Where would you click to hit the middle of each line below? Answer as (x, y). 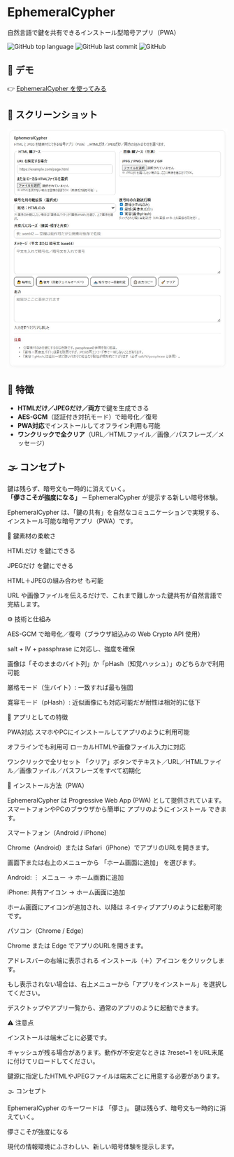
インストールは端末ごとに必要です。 (59, 1037)
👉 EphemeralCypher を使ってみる (57, 88)
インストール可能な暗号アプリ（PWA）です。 (72, 521)
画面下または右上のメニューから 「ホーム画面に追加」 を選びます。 (104, 862)
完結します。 (25, 604)
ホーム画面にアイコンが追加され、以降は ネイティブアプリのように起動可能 (115, 907)
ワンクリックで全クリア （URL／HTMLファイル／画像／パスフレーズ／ (118, 434)
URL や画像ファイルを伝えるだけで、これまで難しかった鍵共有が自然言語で (115, 595)
